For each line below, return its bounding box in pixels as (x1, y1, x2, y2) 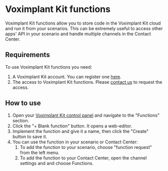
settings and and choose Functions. (19, 160, 94, 166)
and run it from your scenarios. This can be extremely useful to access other (5, 25, 163, 31)
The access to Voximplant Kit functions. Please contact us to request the (12, 79, 162, 85)
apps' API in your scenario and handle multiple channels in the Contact (5, 31, 151, 37)
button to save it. (12, 133, 47, 139)
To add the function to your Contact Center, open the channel (19, 154, 147, 161)
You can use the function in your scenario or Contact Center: (12, 139, 138, 145)
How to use (5, 99, 41, 107)
